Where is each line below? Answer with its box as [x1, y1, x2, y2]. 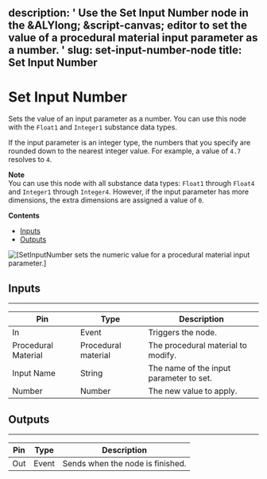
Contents [8, 211, 40, 221]
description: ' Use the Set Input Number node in [8, 6, 249, 20]
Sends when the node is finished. [62, 458, 187, 469]
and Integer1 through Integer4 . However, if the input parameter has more [8, 187, 250, 197]
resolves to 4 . [8, 155, 52, 164]
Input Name [12, 368, 56, 379]
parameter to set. [148, 373, 212, 384]
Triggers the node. [148, 327, 217, 338]
